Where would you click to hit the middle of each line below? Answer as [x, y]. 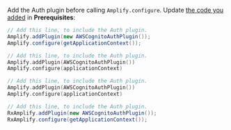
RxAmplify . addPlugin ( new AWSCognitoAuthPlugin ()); [82, 113]
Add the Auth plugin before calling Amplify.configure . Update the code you [115, 10]
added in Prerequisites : [41, 17]
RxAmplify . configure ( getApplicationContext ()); [78, 120]
